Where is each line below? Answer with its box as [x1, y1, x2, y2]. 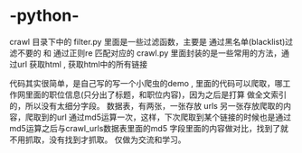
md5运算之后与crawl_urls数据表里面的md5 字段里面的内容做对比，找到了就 [9, 122, 289, 133]
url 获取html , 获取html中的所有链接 [16, 58, 148, 69]
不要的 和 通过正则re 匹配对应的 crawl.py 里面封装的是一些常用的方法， [16, 47, 282, 58]
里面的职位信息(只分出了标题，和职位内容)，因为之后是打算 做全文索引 [24, 89, 288, 100]
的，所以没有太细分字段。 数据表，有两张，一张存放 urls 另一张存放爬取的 [9, 100, 284, 111]
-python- [9, 5, 80, 26]
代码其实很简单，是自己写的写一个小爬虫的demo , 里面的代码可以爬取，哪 [9, 77, 283, 88]
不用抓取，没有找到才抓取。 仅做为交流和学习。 [9, 134, 186, 145]
